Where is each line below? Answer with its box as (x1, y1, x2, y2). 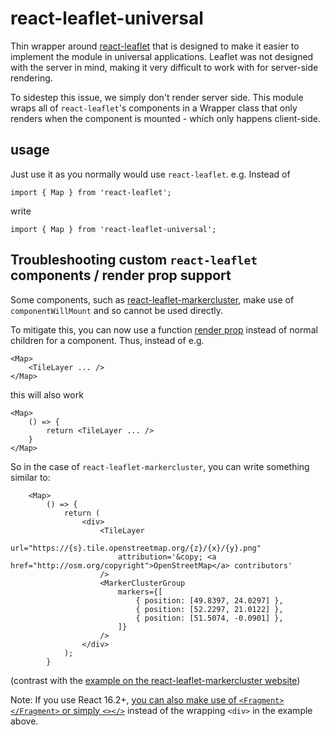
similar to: (10, 471, 51, 483)
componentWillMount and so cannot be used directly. (10, 304, 224, 316)
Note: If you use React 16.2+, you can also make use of (10, 693, 237, 706)
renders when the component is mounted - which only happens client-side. (10, 112, 321, 124)
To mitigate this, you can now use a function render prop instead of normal (10, 323, 318, 336)
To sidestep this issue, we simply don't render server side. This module (10, 91, 304, 103)
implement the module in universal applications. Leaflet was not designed (10, 50, 314, 62)
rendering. (10, 72, 53, 84)
